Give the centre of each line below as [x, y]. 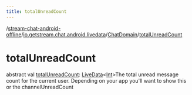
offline [14, 34]
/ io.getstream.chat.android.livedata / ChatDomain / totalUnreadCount [102, 34]
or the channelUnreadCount [40, 87]
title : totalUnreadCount [36, 11]
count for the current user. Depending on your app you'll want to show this [96, 80]
